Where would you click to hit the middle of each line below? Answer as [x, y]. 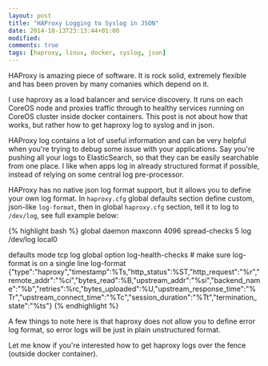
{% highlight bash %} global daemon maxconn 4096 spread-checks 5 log [130, 231]
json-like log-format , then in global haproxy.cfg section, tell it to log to [124, 207]
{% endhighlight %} [86, 306]
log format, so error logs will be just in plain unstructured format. [115, 330]
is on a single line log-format [79, 263]
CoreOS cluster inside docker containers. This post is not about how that [128, 116]
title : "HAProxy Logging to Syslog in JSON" [84, 23]
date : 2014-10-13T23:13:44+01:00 [64, 30]
